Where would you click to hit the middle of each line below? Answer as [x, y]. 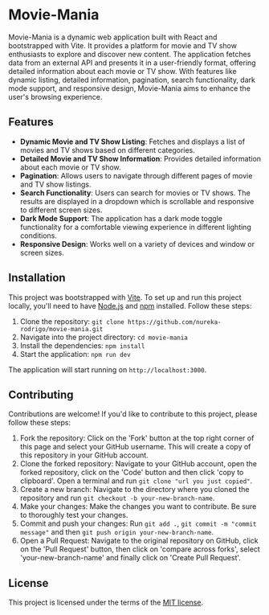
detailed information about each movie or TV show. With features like [122, 71]
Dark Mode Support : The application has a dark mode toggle [121, 218]
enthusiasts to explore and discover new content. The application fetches [130, 54]
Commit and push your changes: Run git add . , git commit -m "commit [138, 523]
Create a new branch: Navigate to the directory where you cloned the [134, 490]
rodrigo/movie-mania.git [61, 329]
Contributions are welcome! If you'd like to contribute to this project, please [133, 414]
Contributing [41, 394]
